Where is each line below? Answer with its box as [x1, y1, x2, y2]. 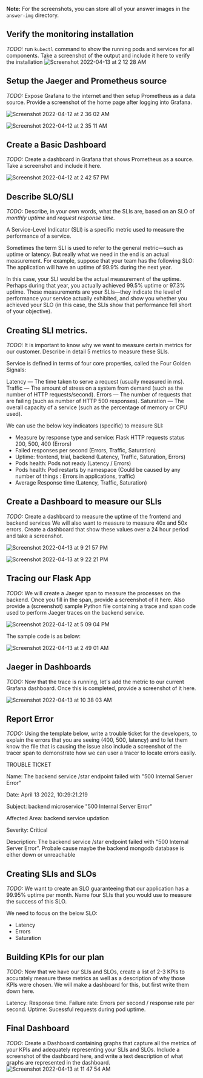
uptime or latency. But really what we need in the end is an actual [6, 250, 169, 258]
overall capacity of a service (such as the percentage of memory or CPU [6, 404, 188, 411]
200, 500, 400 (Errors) [15, 440, 72, 447]
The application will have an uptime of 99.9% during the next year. [6, 264, 173, 271]
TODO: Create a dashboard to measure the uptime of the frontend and [6, 513, 182, 520]
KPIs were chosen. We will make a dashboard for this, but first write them [6, 981, 190, 988]
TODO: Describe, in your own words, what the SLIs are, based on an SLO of [6, 208, 195, 215]
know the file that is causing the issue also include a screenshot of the [6, 743, 182, 750]
